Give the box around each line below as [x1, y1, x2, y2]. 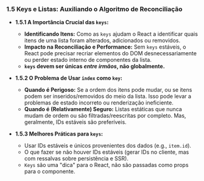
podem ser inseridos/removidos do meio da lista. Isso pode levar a [24, 93, 192, 100]
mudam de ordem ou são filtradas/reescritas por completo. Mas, [24, 112, 186, 120]
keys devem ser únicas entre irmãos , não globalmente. [24, 63, 166, 70]
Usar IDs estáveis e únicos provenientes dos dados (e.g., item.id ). [24, 142, 192, 149]
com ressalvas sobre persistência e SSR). [24, 155, 129, 162]
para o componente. [24, 168, 76, 175]
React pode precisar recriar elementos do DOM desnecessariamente [24, 50, 197, 57]
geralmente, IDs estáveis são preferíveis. [24, 118, 127, 126]
